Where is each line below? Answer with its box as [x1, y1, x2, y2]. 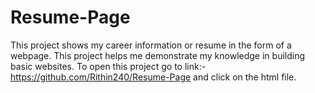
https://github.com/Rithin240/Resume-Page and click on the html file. [10, 71, 297, 83]
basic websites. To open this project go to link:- [10, 60, 207, 72]
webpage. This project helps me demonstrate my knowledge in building [10, 49, 306, 61]
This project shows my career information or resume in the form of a [10, 39, 292, 51]
